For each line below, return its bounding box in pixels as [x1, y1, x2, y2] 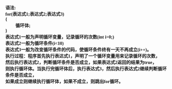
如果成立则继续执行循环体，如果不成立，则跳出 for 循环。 [5, 79, 123, 84]
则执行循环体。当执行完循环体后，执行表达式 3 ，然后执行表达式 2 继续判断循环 [5, 66, 167, 72]
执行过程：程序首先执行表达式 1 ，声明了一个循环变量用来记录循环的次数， [5, 53, 160, 59]
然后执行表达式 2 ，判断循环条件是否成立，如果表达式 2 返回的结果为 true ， [5, 60, 157, 65]
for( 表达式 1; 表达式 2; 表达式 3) [5, 12, 64, 17]
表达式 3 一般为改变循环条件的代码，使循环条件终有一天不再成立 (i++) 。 [5, 47, 152, 52]
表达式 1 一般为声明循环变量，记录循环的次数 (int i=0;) [5, 35, 114, 40]
